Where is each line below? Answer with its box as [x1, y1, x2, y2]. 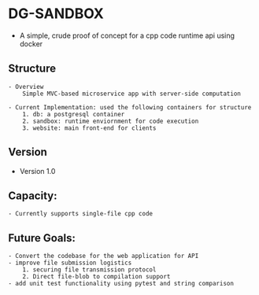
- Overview [8, 83, 44, 90]
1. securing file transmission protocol [22, 266, 157, 274]
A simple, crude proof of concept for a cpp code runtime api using [19, 31, 235, 40]
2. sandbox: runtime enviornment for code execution [22, 117, 199, 125]
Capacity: [8, 189, 57, 202]
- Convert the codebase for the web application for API [8, 253, 199, 260]
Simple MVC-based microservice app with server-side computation [22, 90, 242, 98]
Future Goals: [8, 231, 76, 245]
